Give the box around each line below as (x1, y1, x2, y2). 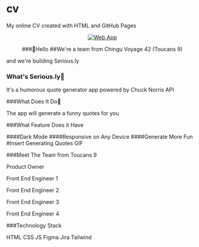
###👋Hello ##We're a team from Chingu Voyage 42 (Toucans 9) (21, 45, 183, 53)
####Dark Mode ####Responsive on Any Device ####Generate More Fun (6, 133, 193, 141)
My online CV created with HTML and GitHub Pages (6, 22, 137, 29)
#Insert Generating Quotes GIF (6, 140, 83, 147)
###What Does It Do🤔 (6, 98, 61, 105)
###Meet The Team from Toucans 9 (6, 151, 97, 159)
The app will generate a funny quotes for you (6, 110, 120, 117)
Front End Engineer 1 (6, 175, 58, 182)
